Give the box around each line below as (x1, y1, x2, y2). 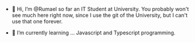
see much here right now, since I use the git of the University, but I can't (11, 12, 188, 19)
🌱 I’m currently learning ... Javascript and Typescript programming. (11, 29, 176, 36)
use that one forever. (11, 18, 63, 24)
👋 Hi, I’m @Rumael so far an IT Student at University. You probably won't (11, 6, 189, 12)
